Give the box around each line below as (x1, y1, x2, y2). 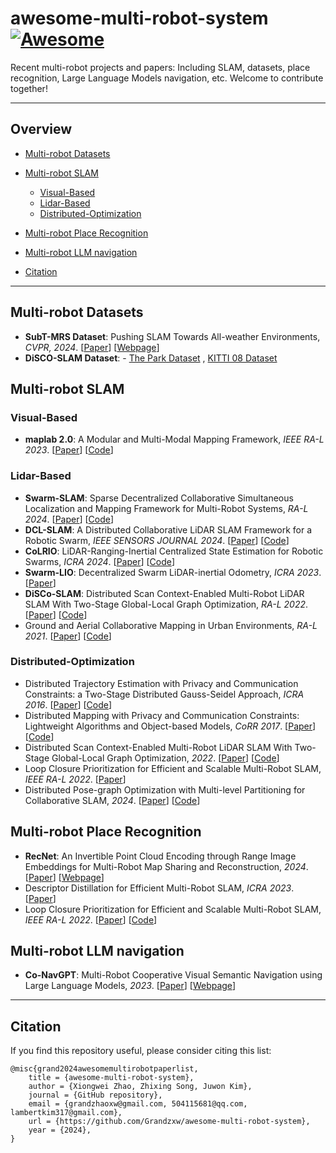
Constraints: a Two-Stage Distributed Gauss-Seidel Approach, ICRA (24, 688, 305, 700)
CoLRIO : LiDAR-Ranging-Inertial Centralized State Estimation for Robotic (24, 545, 324, 557)
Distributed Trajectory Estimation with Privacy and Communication (24, 677, 299, 689)
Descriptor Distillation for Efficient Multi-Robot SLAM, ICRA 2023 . (24, 882, 295, 894)
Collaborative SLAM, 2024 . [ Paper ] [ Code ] (24, 794, 201, 806)
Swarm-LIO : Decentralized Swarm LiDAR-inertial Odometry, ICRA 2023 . (24, 566, 322, 578)
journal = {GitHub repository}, (28, 1090, 163, 1101)
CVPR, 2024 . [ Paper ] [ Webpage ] (24, 341, 160, 353)
